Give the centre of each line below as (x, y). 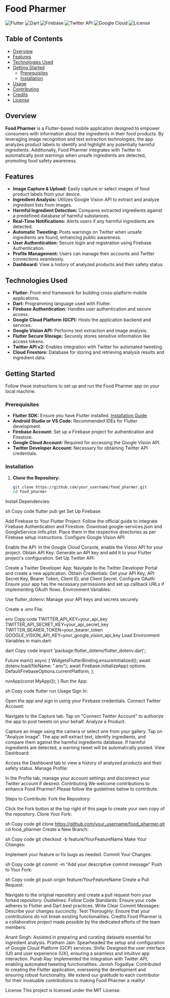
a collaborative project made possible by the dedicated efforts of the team (83, 922)
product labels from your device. (47, 194)
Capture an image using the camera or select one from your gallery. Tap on (84, 731)
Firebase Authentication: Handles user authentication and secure (82, 309)
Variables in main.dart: (29, 641)
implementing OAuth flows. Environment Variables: (58, 590)
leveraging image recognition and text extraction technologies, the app (79, 139)
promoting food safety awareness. (41, 160)
